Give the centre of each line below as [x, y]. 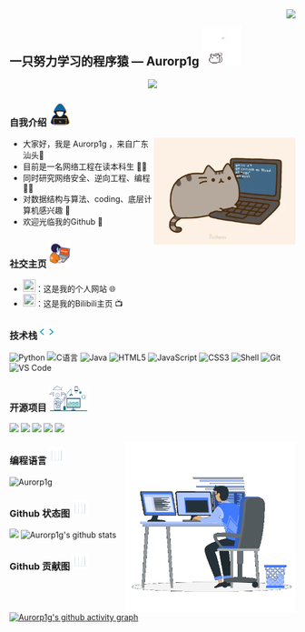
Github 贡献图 [40, 567]
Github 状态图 [40, 513]
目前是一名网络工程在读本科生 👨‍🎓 [85, 166]
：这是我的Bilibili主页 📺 [79, 304]
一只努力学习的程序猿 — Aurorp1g [104, 61]
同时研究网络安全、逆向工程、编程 [86, 178]
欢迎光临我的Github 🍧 [63, 222]
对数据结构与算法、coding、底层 [84, 199]
